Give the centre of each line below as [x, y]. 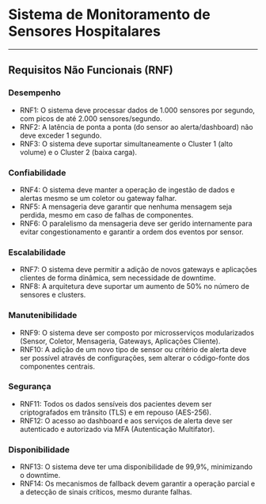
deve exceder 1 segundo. [61, 135]
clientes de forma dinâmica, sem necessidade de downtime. [118, 278]
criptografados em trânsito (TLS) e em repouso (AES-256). [116, 412]
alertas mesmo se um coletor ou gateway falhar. [98, 198]
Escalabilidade [37, 252]
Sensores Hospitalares [84, 31]
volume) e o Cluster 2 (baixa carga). [78, 152]
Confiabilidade [37, 172]
